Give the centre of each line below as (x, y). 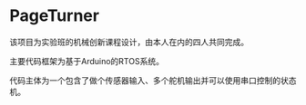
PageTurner (55, 16)
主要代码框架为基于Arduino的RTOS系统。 (87, 61)
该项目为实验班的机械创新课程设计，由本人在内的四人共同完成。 (129, 42)
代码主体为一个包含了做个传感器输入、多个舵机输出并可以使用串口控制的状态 (153, 80)
